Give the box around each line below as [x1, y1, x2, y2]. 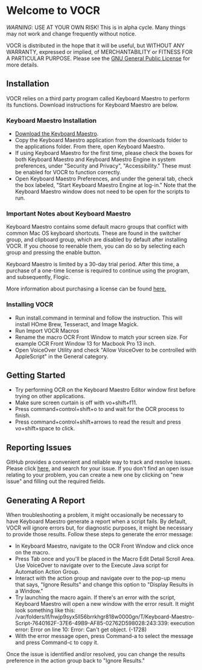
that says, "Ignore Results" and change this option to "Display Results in [14, 581, 194, 588]
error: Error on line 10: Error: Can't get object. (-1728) [14, 626, 147, 633]
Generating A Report [6, 495, 86, 505]
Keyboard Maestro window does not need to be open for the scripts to [14, 188, 190, 195]
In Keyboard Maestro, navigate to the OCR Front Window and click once [14, 542, 194, 550]
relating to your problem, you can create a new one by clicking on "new [6, 471, 184, 479]
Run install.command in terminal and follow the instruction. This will [14, 314, 183, 321]
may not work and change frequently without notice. [6, 30, 137, 37]
